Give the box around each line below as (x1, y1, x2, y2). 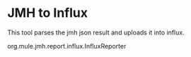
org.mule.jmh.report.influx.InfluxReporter (7, 42, 127, 50)
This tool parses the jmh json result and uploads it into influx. (7, 28, 185, 37)
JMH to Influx (7, 5, 88, 21)
